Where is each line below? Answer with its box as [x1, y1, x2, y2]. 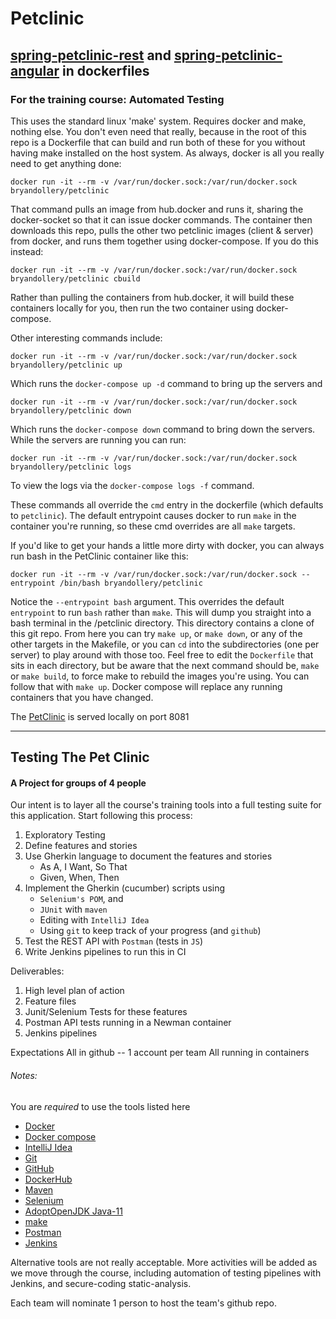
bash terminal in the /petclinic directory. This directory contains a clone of [10, 617, 315, 629]
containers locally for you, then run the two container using [10, 302, 255, 314]
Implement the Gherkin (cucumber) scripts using [24, 882, 226, 894]
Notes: [10, 1070, 38, 1082]
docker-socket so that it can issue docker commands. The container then [10, 213, 313, 226]
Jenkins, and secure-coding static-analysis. [10, 1277, 192, 1289]
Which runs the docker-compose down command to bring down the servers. [10, 423, 316, 435]
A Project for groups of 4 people [10, 777, 147, 789]
